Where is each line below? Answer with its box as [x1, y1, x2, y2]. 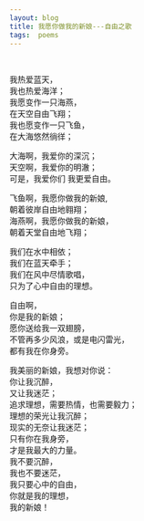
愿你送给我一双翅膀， [9, 323, 89, 334]
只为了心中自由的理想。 [9, 280, 98, 292]
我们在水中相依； [9, 246, 74, 257]
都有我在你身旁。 [9, 346, 74, 357]
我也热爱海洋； [9, 86, 66, 97]
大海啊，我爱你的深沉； [9, 151, 98, 162]
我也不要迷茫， [9, 467, 66, 479]
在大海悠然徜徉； [9, 131, 74, 142]
